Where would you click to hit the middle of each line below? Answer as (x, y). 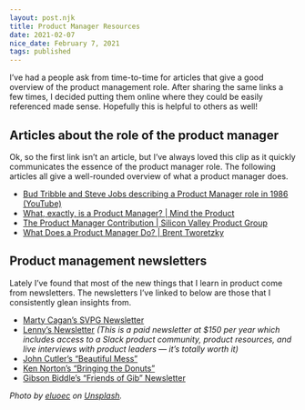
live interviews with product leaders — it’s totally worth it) (131, 349)
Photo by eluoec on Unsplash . (66, 395)
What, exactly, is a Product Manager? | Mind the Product (128, 213)
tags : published (40, 52)
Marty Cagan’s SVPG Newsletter (83, 320)
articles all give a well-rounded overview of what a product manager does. (149, 176)
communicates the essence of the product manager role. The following (142, 166)
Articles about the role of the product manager (144, 135)
